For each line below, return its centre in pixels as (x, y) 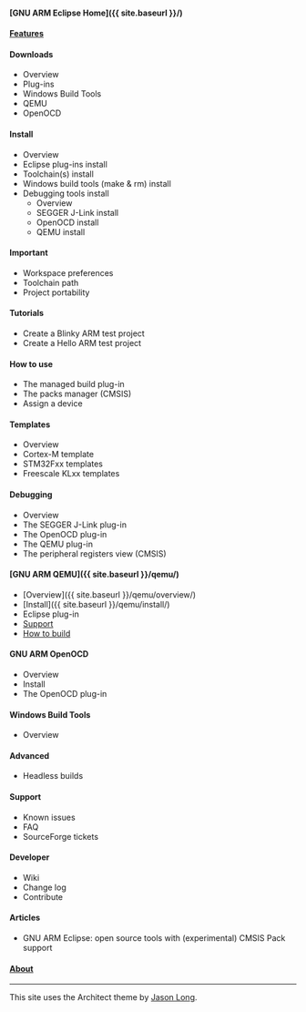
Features (26, 34)
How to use (31, 363)
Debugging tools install (66, 193)
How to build (46, 633)
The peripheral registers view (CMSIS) (94, 553)
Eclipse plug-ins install (65, 164)
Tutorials (26, 313)
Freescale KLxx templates (71, 474)
